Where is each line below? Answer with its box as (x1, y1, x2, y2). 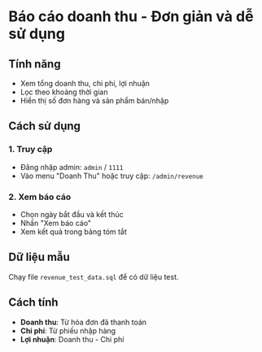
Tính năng (8, 57, 61, 71)
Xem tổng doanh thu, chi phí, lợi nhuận (20, 79, 151, 88)
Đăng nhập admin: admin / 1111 (20, 162, 124, 172)
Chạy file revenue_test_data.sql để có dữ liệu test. (8, 272, 179, 281)
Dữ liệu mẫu (8, 250, 71, 264)
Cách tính (8, 296, 59, 310)
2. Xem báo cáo (8, 191, 72, 202)
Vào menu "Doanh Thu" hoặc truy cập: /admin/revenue (20, 171, 203, 180)
